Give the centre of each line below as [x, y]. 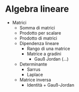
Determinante [33, 64]
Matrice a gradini [44, 54]
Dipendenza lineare [39, 43]
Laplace [35, 74]
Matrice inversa [35, 80]
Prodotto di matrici [38, 38]
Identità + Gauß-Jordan [51, 85]
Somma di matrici [37, 27]
